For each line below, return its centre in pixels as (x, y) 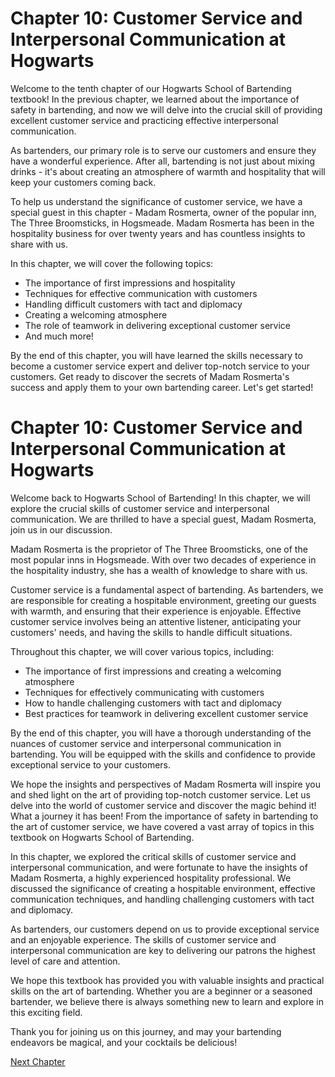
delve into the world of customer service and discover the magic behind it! (163, 805)
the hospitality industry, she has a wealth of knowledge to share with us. (159, 570)
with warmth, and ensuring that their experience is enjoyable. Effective (156, 611)
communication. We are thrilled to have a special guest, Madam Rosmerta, (163, 519)
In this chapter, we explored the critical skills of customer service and (153, 856)
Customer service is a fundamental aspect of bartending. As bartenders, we (167, 589)
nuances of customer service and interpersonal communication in (146, 743)
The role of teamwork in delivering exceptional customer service (158, 325)
